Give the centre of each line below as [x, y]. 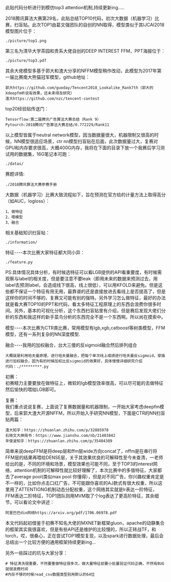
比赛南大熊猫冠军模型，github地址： [52, 77]
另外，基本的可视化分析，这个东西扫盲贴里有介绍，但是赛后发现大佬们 [88, 310]
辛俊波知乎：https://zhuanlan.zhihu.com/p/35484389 [59, 441]
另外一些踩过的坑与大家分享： [36, 553]
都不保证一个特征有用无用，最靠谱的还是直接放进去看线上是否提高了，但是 [88, 291]
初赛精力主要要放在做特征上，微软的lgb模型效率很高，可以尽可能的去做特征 [84, 383]
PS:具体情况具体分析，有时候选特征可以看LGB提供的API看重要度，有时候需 [83, 272]
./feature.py [19, 262]
